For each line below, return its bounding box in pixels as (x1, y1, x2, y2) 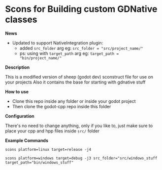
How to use (5, 88, 29, 94)
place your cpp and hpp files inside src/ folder (5, 127, 100, 134)
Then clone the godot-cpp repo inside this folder (12, 103, 111, 109)
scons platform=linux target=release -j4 (5, 147, 92, 152)
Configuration (5, 113, 34, 119)
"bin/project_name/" (19, 55, 62, 60)
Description (5, 64, 30, 70)
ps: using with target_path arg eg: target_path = (19, 50, 119, 56)
